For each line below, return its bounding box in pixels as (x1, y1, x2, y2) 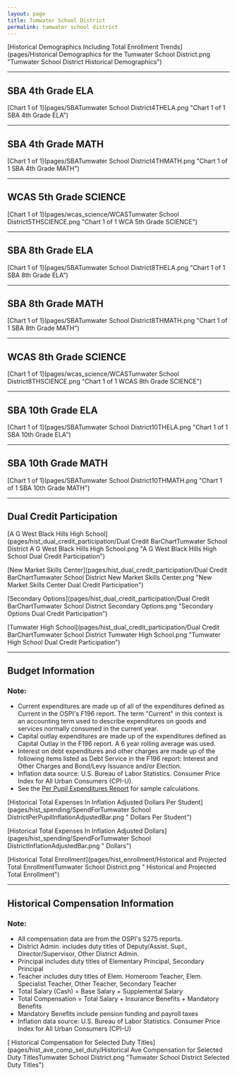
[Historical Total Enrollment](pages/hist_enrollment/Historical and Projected (7, 855, 227, 864)
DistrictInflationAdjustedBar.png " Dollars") (7, 842, 132, 850)
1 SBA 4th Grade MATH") (7, 164, 80, 173)
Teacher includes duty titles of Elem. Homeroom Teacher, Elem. (17, 972, 203, 981)
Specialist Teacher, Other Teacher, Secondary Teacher (17, 979, 177, 988)
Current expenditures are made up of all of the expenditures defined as (17, 702, 225, 711)
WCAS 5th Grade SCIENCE (7, 191, 126, 203)
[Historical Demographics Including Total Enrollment (7, 43, 159, 51)
